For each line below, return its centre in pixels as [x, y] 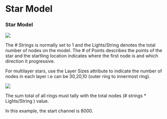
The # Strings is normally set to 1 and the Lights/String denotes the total [80, 45]
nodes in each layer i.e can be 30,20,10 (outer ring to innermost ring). [78, 76]
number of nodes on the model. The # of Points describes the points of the [84, 51]
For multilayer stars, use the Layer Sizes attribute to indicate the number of [84, 71]
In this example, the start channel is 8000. [49, 111]
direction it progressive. [30, 61]
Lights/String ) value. [27, 101]
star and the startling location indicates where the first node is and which [82, 56]
